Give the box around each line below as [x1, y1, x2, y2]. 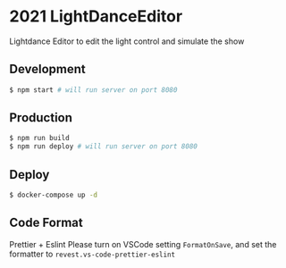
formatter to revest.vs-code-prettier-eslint [9, 248, 176, 259]
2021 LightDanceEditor [9, 6, 183, 27]
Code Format [9, 215, 83, 230]
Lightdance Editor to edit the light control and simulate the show [9, 36, 245, 46]
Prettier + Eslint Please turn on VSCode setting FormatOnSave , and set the [9, 239, 277, 249]
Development [9, 62, 87, 77]
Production [9, 110, 73, 126]
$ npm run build [9, 134, 70, 143]
